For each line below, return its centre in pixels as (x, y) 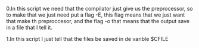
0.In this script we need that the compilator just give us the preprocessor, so (99, 9)
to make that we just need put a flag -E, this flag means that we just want (96, 15)
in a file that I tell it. (29, 27)
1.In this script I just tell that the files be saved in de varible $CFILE (87, 39)
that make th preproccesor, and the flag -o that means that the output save (98, 21)
